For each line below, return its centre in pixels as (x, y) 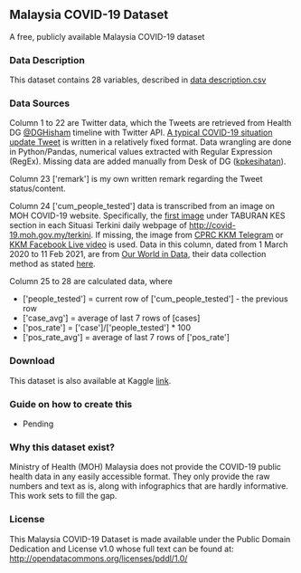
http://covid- (212, 225)
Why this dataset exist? (62, 447)
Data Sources (40, 103)
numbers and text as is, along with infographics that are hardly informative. (149, 486)
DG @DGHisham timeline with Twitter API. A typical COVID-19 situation (141, 133)
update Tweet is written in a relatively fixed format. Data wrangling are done (150, 142)
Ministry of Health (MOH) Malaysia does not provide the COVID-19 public (146, 467)
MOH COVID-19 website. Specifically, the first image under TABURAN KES (147, 215)
